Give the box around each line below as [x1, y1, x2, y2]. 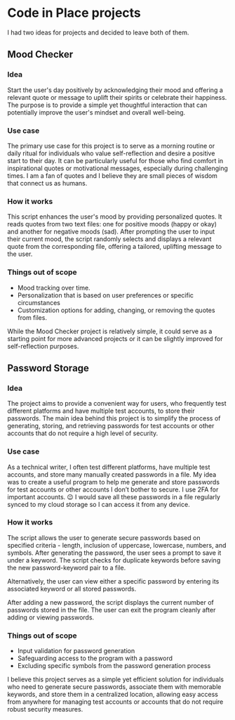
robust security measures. [7, 705, 83, 714]
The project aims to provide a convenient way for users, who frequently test [7, 399, 227, 408]
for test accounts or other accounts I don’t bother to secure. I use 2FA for [7, 485, 219, 494]
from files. [17, 313, 48, 321]
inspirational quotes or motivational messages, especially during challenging [7, 164, 228, 172]
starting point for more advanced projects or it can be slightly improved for [7, 334, 223, 342]
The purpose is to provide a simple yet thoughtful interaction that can [7, 101, 208, 109]
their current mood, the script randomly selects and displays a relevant [7, 235, 212, 243]
